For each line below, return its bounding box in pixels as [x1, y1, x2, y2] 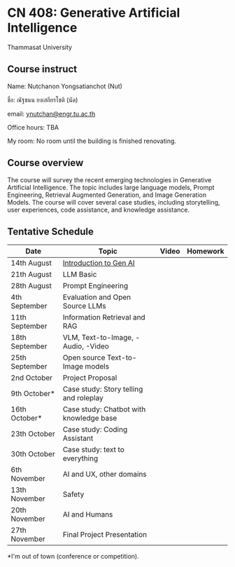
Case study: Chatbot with [62, 404, 146, 414]
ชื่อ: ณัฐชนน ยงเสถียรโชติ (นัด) [7, 95, 78, 104]
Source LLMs [62, 301, 106, 311]
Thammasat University [7, 43, 72, 51]
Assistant [62, 433, 94, 443]
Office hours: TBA [7, 123, 59, 131]
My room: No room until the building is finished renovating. [7, 137, 177, 145]
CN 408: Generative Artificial [7, 5, 180, 21]
